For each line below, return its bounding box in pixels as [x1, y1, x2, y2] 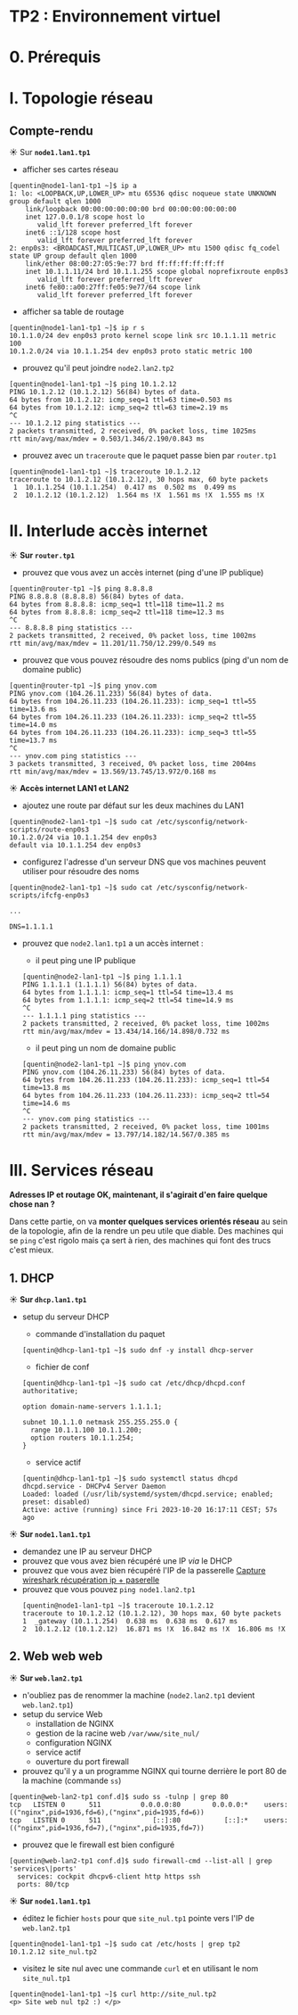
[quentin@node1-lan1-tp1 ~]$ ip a [9, 181, 138, 191]
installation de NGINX [35, 1718, 114, 1729]
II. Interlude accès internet [9, 520, 208, 541]
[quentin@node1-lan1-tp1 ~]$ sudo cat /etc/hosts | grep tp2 [9, 1939, 241, 1948]
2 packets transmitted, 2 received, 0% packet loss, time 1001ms [21, 1122, 270, 1132]
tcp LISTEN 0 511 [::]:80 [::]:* [9, 1815, 249, 1825]
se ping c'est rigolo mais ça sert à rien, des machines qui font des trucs [9, 1235, 271, 1246]
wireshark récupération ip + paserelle [21, 1574, 160, 1585]
